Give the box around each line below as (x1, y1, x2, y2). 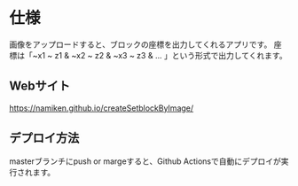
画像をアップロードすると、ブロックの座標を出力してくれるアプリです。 (9, 39, 272, 50)
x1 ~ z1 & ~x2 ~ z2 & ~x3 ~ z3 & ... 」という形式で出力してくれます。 (37, 50, 287, 60)
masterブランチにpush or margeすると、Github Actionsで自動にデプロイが (9, 156, 281, 167)
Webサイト (9, 79, 71, 94)
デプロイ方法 (9, 130, 80, 146)
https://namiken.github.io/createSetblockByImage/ (9, 103, 194, 113)
